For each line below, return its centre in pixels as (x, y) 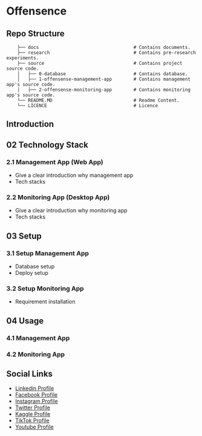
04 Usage (25, 321)
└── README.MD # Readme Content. (99, 101)
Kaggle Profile (33, 414)
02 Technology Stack (47, 144)
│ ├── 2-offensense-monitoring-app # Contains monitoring (104, 90)
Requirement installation (45, 302)
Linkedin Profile (34, 388)
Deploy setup (31, 273)
